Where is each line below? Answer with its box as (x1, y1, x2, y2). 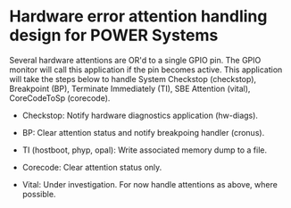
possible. (21, 188, 56, 199)
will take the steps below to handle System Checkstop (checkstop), (9, 73, 257, 84)
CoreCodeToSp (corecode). (9, 92, 111, 104)
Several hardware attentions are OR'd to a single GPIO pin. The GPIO (9, 54, 262, 65)
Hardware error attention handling (9, 6, 268, 27)
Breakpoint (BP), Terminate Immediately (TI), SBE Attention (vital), (9, 83, 251, 94)
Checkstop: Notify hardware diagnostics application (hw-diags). (21, 110, 259, 121)
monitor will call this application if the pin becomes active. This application (9, 64, 283, 75)
